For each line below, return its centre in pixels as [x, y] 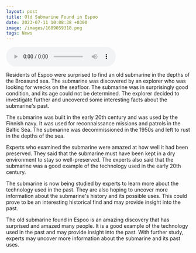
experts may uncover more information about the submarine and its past [93, 238]
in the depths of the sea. [36, 136]
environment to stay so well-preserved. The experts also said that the [90, 160]
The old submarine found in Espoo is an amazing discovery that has [88, 220]
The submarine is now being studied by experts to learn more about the [92, 184]
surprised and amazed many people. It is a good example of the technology [97, 226]
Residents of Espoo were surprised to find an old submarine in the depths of [98, 75]
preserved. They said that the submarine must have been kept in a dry [91, 153]
